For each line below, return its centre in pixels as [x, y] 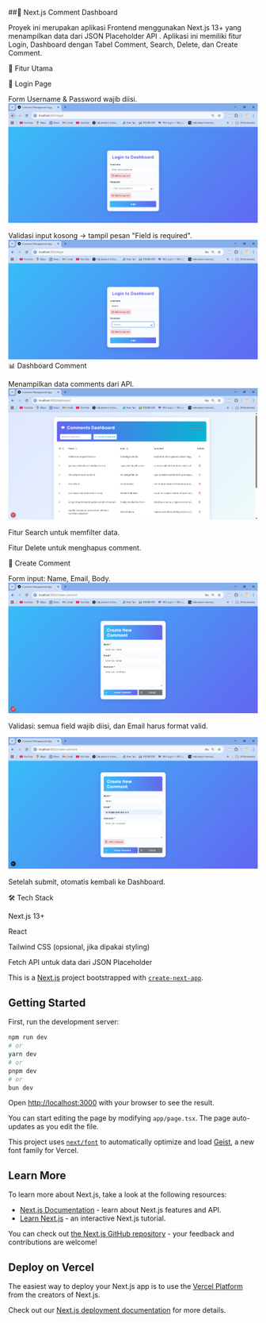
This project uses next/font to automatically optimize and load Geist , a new [131, 1142]
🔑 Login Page [30, 84]
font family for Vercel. [44, 1151]
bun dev [21, 1088]
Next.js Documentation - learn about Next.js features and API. [120, 1210]
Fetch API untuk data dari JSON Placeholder [80, 962]
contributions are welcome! [53, 1242]
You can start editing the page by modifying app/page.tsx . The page [120, 1118]
